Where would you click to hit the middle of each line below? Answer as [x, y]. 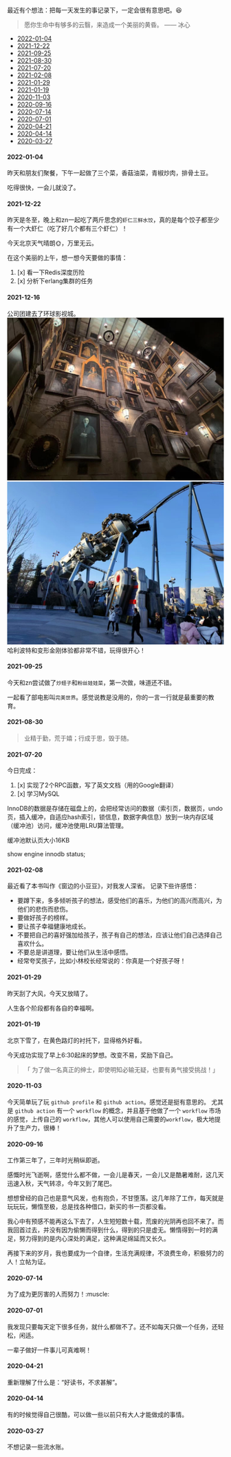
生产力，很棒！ [40, 1128]
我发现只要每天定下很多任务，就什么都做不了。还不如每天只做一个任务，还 [112, 1326]
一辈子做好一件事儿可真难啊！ [49, 1350]
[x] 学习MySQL [38, 794]
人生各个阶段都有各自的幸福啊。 [52, 1008]
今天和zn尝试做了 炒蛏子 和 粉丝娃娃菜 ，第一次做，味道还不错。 [91, 682]
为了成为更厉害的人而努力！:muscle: [58, 1294]
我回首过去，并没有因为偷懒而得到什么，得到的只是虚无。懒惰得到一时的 [109, 1230]
